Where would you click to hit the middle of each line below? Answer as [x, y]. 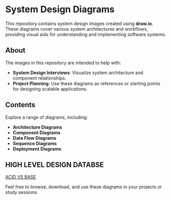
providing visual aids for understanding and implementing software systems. [86, 34]
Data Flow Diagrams [34, 138]
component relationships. [39, 78]
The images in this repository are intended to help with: [63, 63]
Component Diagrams [36, 132]
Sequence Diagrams [35, 143]
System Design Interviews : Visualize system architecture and [78, 72]
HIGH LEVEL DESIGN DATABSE [55, 165]
